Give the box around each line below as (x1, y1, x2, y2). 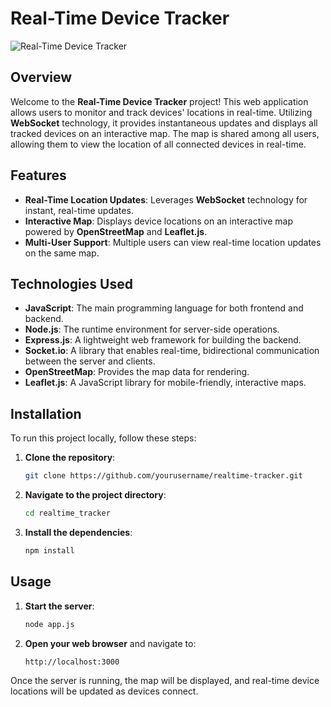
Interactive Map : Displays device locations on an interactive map (24, 215, 294, 227)
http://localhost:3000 (24, 657, 120, 667)
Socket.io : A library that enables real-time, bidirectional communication (24, 345, 320, 357)
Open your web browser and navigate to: (24, 637, 197, 649)
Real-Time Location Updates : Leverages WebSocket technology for (24, 193, 308, 206)
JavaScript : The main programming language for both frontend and (24, 302, 304, 314)
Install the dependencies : (24, 526, 133, 538)
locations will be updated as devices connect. (10, 685, 199, 697)
